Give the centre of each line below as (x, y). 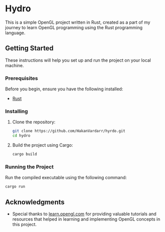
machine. (15, 65)
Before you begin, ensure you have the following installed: (64, 89)
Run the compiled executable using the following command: (66, 178)
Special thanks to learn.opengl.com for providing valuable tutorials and (84, 214)
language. (15, 33)
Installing (17, 111)
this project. (24, 224)
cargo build (24, 154)
